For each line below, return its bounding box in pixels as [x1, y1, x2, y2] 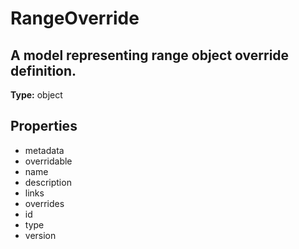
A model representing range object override [10, 47, 290, 64]
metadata [24, 144, 65, 156]
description [24, 176, 72, 188]
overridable [24, 155, 73, 167]
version [24, 229, 57, 241]
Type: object [10, 89, 63, 101]
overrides [24, 197, 65, 209]
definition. [10, 62, 77, 79]
